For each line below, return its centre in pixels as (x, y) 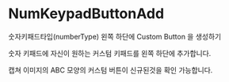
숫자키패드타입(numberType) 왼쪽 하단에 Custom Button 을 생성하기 (115, 36)
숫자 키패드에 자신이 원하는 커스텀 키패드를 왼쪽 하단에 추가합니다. (110, 53)
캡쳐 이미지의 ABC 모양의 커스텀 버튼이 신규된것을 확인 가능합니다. (111, 70)
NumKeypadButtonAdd (86, 14)
